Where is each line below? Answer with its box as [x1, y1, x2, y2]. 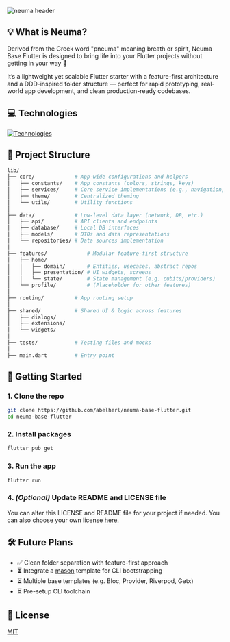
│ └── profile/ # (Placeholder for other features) [7, 282, 192, 289]
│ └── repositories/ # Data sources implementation [7, 237, 164, 245]
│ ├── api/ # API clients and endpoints [7, 218, 157, 225]
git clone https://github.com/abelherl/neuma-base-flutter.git [7, 407, 192, 414]
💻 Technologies [7, 108, 78, 119]
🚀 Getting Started [7, 371, 83, 383]
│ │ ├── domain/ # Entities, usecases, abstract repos [7, 262, 197, 270]
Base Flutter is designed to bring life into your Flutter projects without [7, 51, 203, 60]
